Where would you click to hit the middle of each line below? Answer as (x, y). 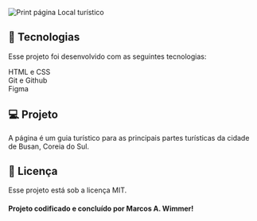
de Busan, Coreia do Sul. (49, 146)
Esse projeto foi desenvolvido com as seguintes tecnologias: (107, 56)
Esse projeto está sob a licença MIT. (68, 190)
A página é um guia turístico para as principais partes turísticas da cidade (129, 138)
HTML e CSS (29, 72)
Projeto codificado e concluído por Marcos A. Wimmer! (101, 209)
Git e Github (28, 80)
